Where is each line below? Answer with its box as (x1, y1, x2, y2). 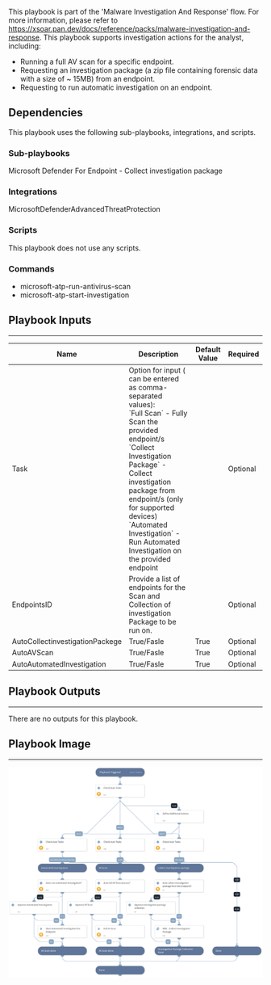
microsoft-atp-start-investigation (19, 290, 130, 300)
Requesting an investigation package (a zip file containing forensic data (19, 65, 258, 75)
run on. (128, 625, 152, 635)
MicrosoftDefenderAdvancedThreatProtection (8, 204, 161, 214)
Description (138, 349, 179, 359)
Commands (8, 263, 55, 274)
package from (128, 485, 176, 495)
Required (227, 349, 260, 359)
